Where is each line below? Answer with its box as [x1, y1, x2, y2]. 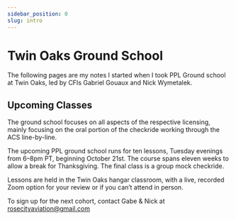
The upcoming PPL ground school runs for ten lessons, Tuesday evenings [7, 147, 223, 155]
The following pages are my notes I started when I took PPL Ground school [7, 71, 226, 79]
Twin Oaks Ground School [7, 48, 163, 64]
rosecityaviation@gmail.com [7, 204, 91, 213]
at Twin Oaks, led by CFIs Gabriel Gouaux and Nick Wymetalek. [7, 79, 193, 87]
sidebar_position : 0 [7, 10, 69, 18]
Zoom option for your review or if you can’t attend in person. [7, 183, 184, 192]
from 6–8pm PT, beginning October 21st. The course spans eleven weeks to [7, 154, 229, 163]
